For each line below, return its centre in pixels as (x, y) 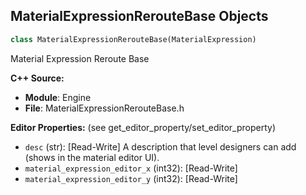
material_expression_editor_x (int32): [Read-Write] (131, 168)
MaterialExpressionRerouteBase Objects (139, 16)
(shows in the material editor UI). (92, 157)
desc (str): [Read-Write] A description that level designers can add (160, 146)
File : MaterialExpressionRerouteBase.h (104, 108)
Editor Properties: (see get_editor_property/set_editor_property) (143, 127)
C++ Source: (37, 78)
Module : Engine (58, 97)
